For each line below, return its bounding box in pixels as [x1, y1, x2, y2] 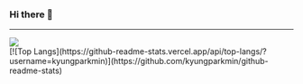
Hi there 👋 [9, 8, 54, 21]
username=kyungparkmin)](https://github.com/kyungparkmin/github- [9, 56, 269, 67]
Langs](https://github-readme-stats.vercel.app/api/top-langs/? [33, 46, 268, 57]
